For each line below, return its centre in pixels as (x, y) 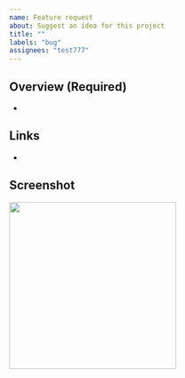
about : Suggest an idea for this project (87, 26)
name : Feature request (51, 17)
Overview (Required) (68, 87)
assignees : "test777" (49, 51)
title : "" (28, 34)
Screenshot (42, 185)
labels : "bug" (36, 42)
